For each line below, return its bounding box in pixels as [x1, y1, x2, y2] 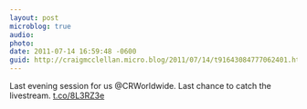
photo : [9, 38, 35, 48]
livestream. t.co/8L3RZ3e [9, 90, 105, 101]
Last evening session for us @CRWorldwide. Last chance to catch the [9, 81, 271, 91]
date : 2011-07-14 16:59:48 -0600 [9, 47, 137, 56]
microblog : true [9, 22, 71, 31]
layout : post [9, 13, 59, 23]
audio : [9, 30, 35, 39]
